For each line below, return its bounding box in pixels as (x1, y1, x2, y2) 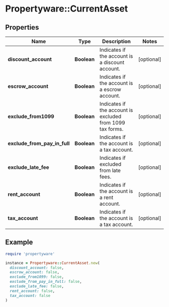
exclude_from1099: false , (10, 274, 64, 279)
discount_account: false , (10, 265, 64, 270)
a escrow (100, 86, 122, 93)
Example (5, 238, 33, 247)
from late (100, 167, 121, 174)
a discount (100, 59, 125, 66)
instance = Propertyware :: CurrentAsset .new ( (5, 260, 100, 265)
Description (102, 38, 131, 45)
